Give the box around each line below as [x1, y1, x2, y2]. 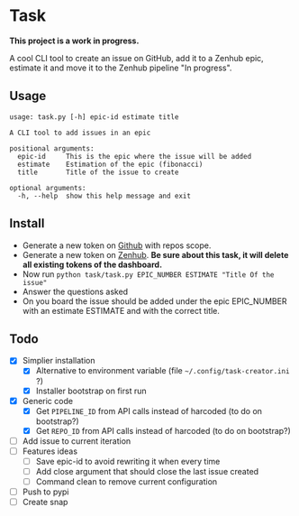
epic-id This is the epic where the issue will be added [17, 152, 252, 161]
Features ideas [22, 446, 78, 456]
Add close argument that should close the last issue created [35, 465, 259, 476]
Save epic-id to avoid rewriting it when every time [35, 456, 221, 466]
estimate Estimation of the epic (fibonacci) [17, 160, 204, 169]
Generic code [22, 395, 74, 406]
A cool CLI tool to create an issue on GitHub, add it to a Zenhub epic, [9, 52, 264, 63]
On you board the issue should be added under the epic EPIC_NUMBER [22, 295, 287, 307]
